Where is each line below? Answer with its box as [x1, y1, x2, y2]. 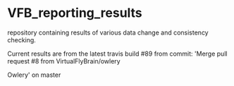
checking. [7, 35, 37, 44]
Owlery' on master [7, 70, 61, 79]
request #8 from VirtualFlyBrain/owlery [7, 56, 121, 65]
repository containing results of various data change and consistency [7, 28, 209, 37]
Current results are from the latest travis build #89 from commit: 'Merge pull [7, 49, 228, 58]
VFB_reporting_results [7, 5, 142, 21]
